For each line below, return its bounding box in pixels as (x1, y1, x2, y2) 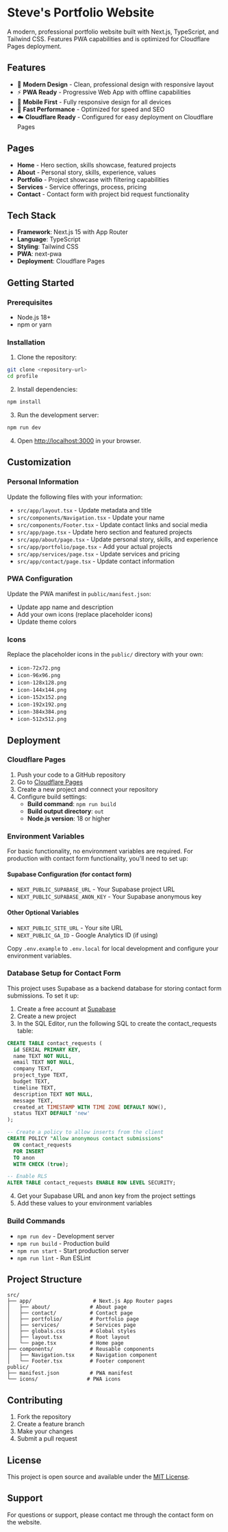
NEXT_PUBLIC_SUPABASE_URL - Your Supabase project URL (16, 885, 175, 893)
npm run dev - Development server (16, 1232, 115, 1240)
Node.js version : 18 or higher (27, 814, 111, 823)
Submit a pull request (16, 1435, 77, 1443)
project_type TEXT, (13, 1072, 69, 1079)
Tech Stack (7, 209, 56, 221)
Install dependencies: (16, 386, 78, 394)
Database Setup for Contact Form (7, 969, 121, 978)
